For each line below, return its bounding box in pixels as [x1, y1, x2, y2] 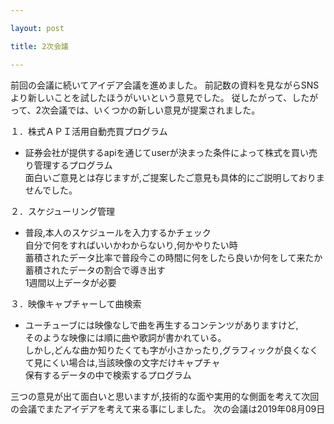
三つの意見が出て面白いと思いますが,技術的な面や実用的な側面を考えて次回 [10, 390, 320, 402]
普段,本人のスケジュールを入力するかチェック [24, 226, 212, 238]
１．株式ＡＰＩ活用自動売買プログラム [10, 125, 168, 137]
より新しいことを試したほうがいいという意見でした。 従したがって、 [10, 91, 293, 103]
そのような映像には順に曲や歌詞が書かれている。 [24, 331, 227, 343]
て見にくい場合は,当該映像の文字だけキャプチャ [24, 356, 221, 368]
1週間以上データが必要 [24, 276, 117, 288]
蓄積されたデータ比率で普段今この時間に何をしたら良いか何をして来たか [24, 251, 323, 263]
